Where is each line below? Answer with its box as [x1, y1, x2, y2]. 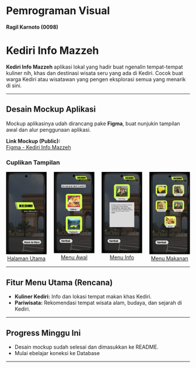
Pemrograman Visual [6, 4, 110, 18]
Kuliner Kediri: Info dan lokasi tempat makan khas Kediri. [14, 293, 152, 300]
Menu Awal [61, 254, 87, 261]
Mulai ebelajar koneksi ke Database [14, 350, 100, 357]
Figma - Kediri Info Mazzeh [6, 143, 71, 150]
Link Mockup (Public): [6, 137, 61, 145]
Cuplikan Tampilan [6, 158, 60, 166]
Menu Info [110, 254, 134, 261]
